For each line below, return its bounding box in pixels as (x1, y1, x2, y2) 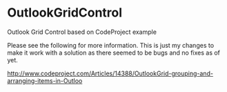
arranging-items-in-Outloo (7, 76, 83, 84)
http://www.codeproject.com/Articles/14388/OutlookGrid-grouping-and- (7, 69, 214, 77)
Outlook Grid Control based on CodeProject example (7, 28, 157, 36)
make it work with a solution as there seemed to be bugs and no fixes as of (7, 48, 221, 57)
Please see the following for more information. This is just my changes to (7, 41, 215, 49)
